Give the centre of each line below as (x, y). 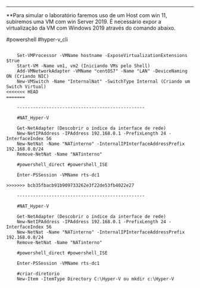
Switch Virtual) (26, 87)
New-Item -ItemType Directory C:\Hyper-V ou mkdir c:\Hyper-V (96, 279)
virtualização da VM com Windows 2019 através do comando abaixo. (91, 28)
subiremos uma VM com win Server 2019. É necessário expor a (84, 22)
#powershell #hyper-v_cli (37, 39)
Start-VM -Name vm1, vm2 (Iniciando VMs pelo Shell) (84, 66)
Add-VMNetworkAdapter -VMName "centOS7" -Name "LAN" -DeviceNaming (102, 71)
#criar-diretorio (38, 274)
